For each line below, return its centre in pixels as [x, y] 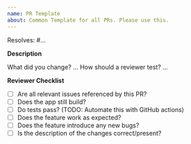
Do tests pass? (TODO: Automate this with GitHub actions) [100, 109]
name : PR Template [34, 14]
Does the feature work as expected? [69, 117]
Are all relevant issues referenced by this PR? [82, 94]
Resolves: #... [27, 40]
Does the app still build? [52, 102]
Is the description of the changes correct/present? [89, 133]
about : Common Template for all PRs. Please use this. [88, 20]
